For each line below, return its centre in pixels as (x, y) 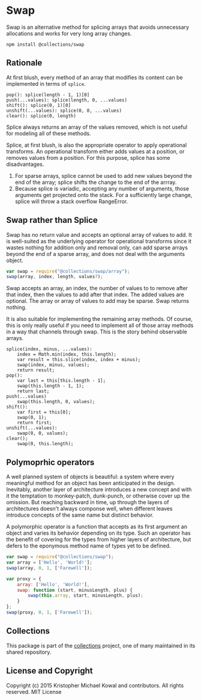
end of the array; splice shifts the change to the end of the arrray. (96, 182)
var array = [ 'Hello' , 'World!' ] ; (49, 562)
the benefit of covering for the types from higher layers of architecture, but (99, 540)
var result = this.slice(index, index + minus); (79, 360)
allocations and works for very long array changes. (69, 33)
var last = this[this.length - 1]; (61, 381)
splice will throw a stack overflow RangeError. (71, 201)
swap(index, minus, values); (53, 365)
